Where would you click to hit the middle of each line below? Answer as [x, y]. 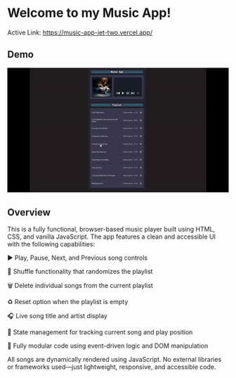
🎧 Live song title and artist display [57, 316]
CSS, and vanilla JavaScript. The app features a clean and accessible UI [112, 237]
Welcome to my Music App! [89, 13]
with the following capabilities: [51, 244]
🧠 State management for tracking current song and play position [100, 332]
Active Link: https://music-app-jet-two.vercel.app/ [80, 32]
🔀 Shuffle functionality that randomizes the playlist [80, 272]
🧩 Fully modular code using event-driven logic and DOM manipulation [108, 346]
